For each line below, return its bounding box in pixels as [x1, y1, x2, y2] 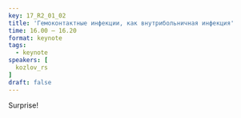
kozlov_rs [15, 64, 48, 72]
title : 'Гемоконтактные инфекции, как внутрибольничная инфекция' [8, 19, 235, 27]
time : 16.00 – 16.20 [8, 26, 78, 34]
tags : [8, 41, 26, 49]
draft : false [8, 78, 52, 86]
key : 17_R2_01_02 [8, 11, 66, 20]
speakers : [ [8, 57, 48, 65]
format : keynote [8, 33, 62, 42]
